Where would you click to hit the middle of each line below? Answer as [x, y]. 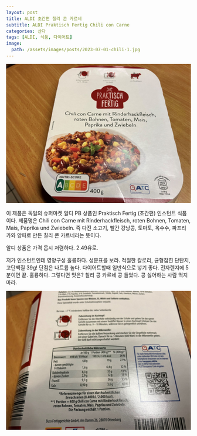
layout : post [22, 12]
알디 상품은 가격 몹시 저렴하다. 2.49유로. [52, 248]
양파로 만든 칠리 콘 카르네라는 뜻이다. [59, 235]
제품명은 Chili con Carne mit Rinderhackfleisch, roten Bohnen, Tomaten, [105, 220]
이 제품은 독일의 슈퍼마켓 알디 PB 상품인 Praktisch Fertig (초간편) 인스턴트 [91, 213]
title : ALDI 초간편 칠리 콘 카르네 [44, 19]
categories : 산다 [26, 31]
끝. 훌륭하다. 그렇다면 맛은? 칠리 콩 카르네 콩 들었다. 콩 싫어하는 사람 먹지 [105, 275]
